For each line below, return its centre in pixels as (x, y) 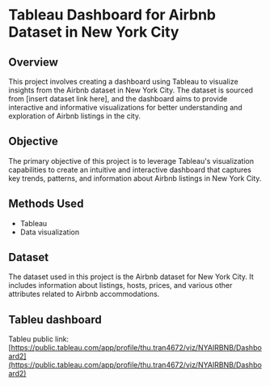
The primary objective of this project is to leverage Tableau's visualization (131, 161)
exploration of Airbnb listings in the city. (75, 116)
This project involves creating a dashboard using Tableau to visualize (123, 81)
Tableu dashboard (55, 319)
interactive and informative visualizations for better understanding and (125, 107)
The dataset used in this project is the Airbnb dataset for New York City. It (131, 277)
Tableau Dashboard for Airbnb (112, 15)
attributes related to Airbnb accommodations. (84, 294)
